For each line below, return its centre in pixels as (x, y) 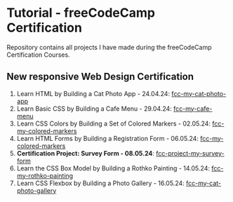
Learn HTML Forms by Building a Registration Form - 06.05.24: (108, 138)
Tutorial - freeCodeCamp (81, 13)
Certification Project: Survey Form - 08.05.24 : (86, 153)
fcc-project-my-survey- (191, 153)
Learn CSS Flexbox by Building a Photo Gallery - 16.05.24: (101, 183)
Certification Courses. (39, 55)
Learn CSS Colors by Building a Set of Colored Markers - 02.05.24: (114, 123)
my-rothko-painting (45, 175)
